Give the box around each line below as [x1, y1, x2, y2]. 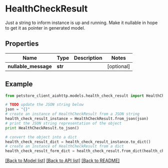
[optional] [107, 63, 130, 70]
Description [73, 54, 102, 61]
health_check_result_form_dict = [5, 148, 75, 153]
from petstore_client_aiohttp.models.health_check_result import [5, 93, 144, 98]
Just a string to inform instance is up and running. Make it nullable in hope [5, 20, 158, 26]
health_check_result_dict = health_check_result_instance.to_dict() [5, 139, 151, 144]
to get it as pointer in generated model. [5, 25, 85, 31]
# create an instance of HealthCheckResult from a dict [5, 144, 124, 149]
